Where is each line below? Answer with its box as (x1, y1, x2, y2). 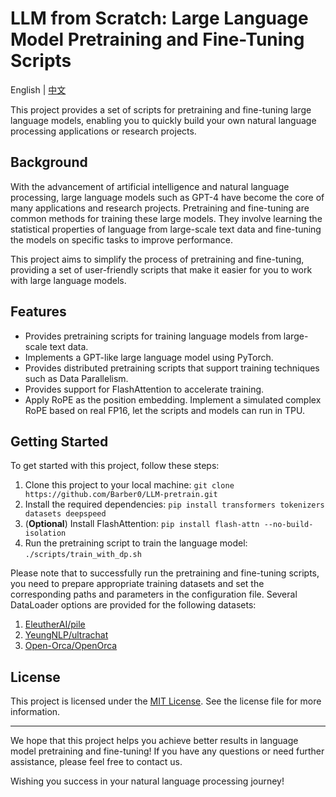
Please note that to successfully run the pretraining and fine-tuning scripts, (10, 567, 320, 579)
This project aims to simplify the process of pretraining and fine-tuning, (10, 253, 305, 265)
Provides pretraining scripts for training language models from (24, 330, 282, 342)
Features (10, 303, 67, 321)
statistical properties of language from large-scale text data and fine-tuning (10, 223, 322, 235)
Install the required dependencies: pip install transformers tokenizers (24, 498, 325, 511)
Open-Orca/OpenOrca (24, 640, 118, 652)
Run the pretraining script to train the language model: (24, 537, 248, 549)
